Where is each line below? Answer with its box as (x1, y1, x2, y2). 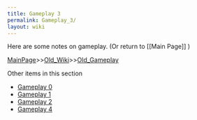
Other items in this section (7, 69, 82, 77)
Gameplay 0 (17, 83, 52, 91)
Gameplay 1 (17, 90, 51, 98)
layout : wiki (7, 23, 45, 30)
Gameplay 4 (17, 105, 52, 114)
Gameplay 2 (17, 98, 52, 106)
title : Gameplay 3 (7, 10, 61, 17)
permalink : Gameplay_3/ (7, 17, 77, 24)
